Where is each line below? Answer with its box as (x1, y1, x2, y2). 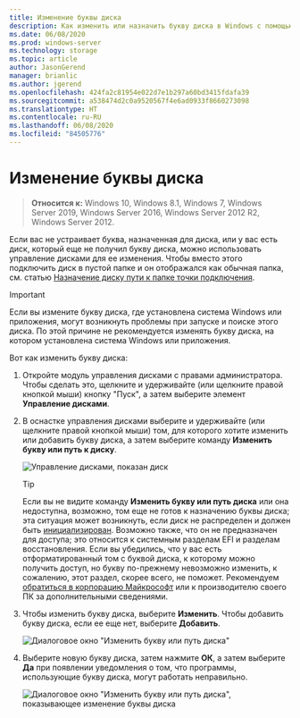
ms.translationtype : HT (9, 105, 98, 114)
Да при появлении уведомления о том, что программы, (21, 662, 237, 672)
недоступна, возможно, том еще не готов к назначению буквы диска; (21, 505, 290, 516)
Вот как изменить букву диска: (9, 352, 128, 363)
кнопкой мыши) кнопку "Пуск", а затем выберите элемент (21, 388, 246, 399)
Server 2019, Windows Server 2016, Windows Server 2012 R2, (30, 207, 261, 217)
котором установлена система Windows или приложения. (9, 334, 231, 345)
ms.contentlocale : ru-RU (9, 113, 102, 122)
